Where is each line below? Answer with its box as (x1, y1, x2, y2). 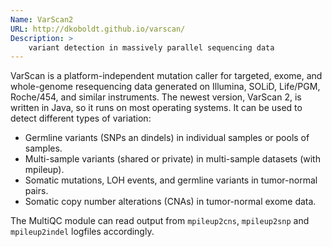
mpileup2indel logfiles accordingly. (10, 226, 155, 238)
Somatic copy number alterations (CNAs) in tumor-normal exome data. (24, 196, 317, 208)
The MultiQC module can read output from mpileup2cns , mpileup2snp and (10, 215, 310, 227)
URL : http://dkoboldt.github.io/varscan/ (10, 24, 186, 34)
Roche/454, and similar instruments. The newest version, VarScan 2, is (10, 91, 302, 103)
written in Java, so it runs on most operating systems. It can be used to (10, 102, 303, 114)
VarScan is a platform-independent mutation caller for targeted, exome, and (10, 70, 323, 82)
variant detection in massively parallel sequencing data (28, 42, 275, 53)
